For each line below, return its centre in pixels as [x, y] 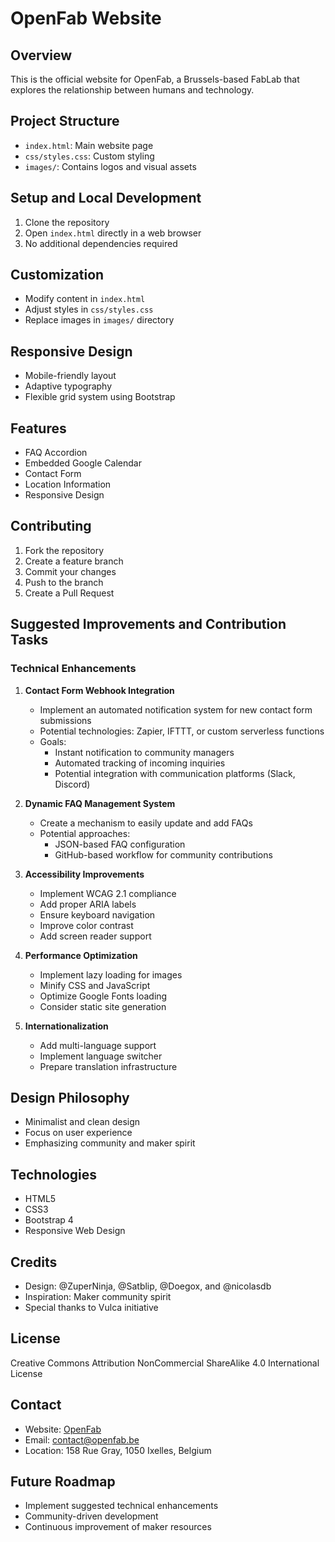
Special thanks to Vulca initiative [91, 1307]
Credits [34, 1262]
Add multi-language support [98, 1045]
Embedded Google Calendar [83, 463]
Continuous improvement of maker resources [118, 1527]
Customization [57, 275]
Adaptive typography [68, 386]
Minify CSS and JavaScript [95, 985]
